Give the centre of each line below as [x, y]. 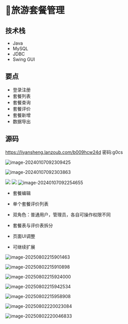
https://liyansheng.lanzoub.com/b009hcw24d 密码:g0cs [64, 152]
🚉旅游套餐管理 [35, 10]
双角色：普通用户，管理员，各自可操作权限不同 [61, 214]
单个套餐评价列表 [30, 204]
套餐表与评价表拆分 [33, 225]
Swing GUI [24, 59]
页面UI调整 [24, 236]
